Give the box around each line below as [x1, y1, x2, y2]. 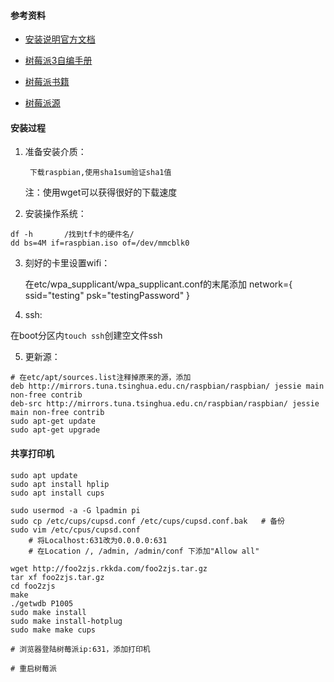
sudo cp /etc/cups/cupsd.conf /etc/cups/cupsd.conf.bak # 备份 [10, 516, 285, 526]
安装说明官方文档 [24, 33, 96, 45]
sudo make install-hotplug [10, 616, 123, 626]
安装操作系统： [24, 208, 87, 220]
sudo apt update [10, 470, 78, 480]
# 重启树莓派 [10, 663, 57, 674]
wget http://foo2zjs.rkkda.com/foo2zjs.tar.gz [10, 563, 208, 574]
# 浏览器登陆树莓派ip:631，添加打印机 [10, 644, 151, 654]
